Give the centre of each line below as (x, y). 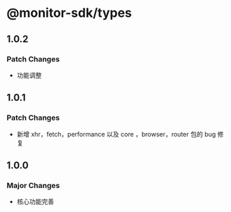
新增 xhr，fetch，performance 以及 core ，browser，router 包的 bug (116, 134)
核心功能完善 (35, 201)
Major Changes (33, 185)
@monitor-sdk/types (70, 13)
